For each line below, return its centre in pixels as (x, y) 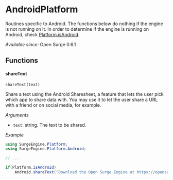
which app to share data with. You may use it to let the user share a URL (82, 99)
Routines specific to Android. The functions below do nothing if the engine (84, 24)
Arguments (17, 115)
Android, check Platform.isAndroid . (42, 34)
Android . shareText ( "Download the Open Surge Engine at (75, 172)
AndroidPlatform (42, 9)
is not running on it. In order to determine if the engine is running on (77, 29)
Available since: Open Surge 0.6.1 (41, 44)
